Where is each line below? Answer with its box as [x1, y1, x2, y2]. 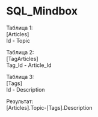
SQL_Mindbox [6, 4, 78, 18]
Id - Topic [6, 37, 30, 44]
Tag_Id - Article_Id [6, 62, 52, 69]
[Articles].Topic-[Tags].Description [6, 104, 93, 111]
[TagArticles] [6, 55, 38, 62]
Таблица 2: [6, 48, 34, 55]
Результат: [6, 98, 34, 105]
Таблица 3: [6, 73, 34, 80]
